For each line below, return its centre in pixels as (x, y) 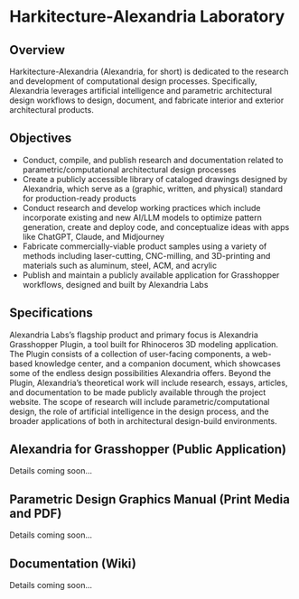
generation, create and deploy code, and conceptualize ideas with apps (156, 226)
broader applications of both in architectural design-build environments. (143, 420)
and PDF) (36, 513)
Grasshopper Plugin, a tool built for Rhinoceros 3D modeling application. (144, 344)
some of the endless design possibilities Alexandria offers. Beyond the (140, 373)
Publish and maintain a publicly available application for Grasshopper (151, 275)
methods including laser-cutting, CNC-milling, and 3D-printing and (146, 255)
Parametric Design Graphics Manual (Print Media (150, 499)
